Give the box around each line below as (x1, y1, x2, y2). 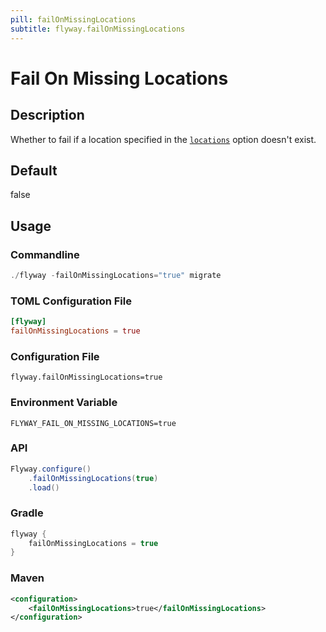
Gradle (10, 506, 44, 520)
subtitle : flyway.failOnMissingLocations (10, 24, 186, 34)
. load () (28, 482, 60, 493)
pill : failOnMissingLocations (10, 14, 137, 25)
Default (10, 162, 58, 179)
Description (10, 107, 85, 124)
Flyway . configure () (10, 464, 92, 474)
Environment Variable (10, 396, 118, 410)
